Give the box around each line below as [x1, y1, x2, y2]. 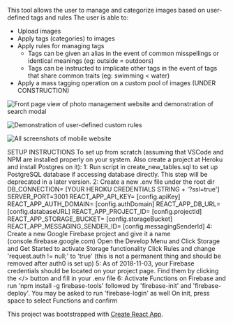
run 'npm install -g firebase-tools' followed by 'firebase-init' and [7, 282, 192, 289]
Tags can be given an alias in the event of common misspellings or [27, 49, 220, 57]
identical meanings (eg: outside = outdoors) [27, 57, 154, 65]
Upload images [17, 27, 61, 35]
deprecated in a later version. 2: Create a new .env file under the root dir [7, 178, 215, 186]
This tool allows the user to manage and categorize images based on [7, 6, 206, 14]
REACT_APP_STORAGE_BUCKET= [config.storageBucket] [7, 215, 173, 223]
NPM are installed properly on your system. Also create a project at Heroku [7, 155, 223, 164]
